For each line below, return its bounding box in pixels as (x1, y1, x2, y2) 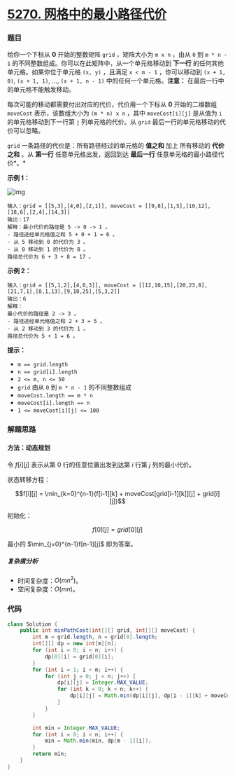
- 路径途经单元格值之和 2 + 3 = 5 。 (7, 318, 106, 325)
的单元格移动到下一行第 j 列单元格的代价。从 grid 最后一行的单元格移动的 (7, 118, 220, 126)
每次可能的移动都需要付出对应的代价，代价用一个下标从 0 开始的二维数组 (7, 100, 218, 109)
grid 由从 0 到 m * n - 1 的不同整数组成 (17, 383, 131, 392)
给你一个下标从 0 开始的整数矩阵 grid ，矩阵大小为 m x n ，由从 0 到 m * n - (7, 50, 227, 59)
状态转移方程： (7, 475, 50, 483)
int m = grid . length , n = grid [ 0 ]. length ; (32, 633, 158, 641)
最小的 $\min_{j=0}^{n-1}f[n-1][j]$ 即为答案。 (7, 539, 137, 548)
